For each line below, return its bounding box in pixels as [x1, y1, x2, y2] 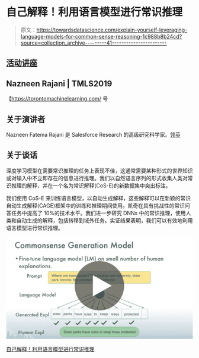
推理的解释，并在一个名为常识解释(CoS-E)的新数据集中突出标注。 [11, 182, 171, 189]
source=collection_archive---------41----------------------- [20, 39, 167, 46]
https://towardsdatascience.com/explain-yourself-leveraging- [36, 26, 188, 33]
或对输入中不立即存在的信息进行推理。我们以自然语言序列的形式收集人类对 [6, 174, 188, 181]
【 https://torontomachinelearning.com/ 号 [6, 95, 108, 102]
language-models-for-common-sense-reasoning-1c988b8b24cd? [20, 33, 182, 40]
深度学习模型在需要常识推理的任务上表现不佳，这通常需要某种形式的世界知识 [6, 167, 193, 174]
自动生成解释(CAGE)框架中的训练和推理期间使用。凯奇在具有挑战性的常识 [6, 202, 185, 209]
